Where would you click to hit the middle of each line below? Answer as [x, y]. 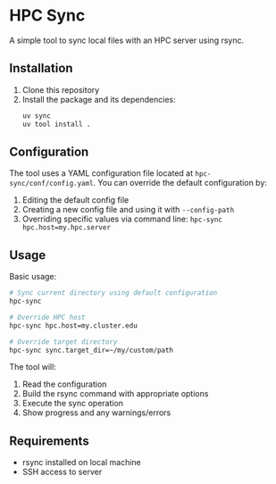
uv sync [36, 116]
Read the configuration [64, 384]
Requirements [49, 441]
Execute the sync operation [72, 404]
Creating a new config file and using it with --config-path [128, 210]
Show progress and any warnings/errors [96, 413]
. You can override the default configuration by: [180, 183]
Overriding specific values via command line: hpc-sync [122, 219]
